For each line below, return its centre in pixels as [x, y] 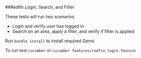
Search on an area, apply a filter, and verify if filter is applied [73, 31]
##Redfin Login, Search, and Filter [40, 7]
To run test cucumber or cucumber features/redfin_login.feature [70, 50]
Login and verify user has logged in [48, 26]
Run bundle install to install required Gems [50, 41]
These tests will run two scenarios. [40, 16]
